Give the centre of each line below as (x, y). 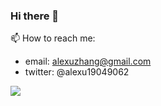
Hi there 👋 (35, 16)
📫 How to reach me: (53, 38)
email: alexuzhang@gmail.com (88, 61)
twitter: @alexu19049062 (77, 72)
